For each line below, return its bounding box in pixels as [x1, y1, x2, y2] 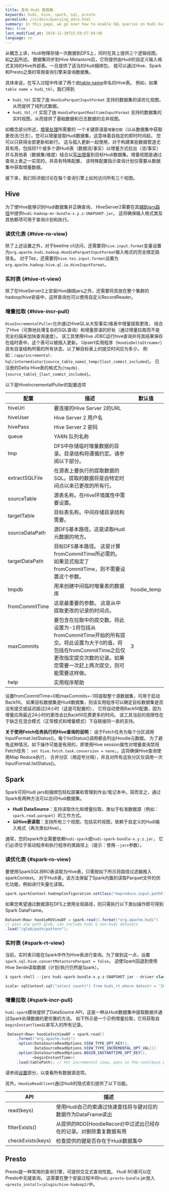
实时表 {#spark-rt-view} [5, 939, 65, 946]
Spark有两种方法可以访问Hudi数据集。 [5, 796, 84, 802]
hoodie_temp [130, 586, 161, 593]
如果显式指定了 [53, 558, 90, 565]
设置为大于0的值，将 [73, 639, 123, 646]
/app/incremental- [14, 353, 53, 358]
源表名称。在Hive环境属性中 [53, 491, 120, 498]
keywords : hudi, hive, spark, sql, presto [5, 12, 96, 17]
